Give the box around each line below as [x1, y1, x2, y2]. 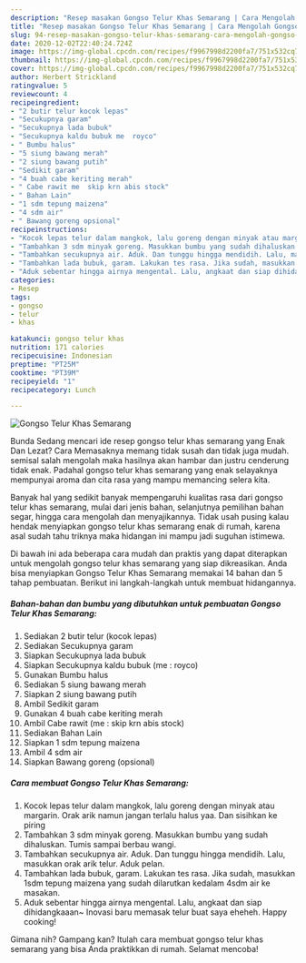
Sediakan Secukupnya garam [23, 641, 133, 652]
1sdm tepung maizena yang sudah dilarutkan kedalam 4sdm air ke [23, 877, 271, 888]
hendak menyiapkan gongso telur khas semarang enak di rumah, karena [10, 521, 281, 532]
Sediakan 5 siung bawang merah [23, 679, 147, 690]
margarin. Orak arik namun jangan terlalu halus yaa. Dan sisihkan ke [23, 810, 278, 821]
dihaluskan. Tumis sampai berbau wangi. [23, 839, 177, 850]
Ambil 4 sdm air [23, 747, 83, 758]
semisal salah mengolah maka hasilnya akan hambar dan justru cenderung [10, 455, 290, 466]
